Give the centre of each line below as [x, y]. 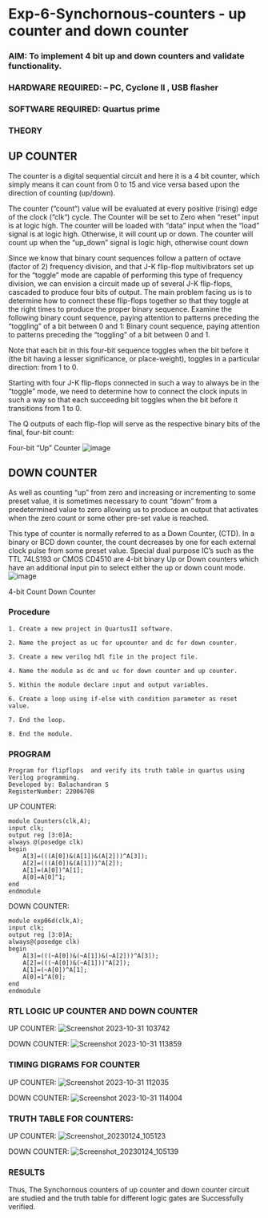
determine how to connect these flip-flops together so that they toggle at [129, 300]
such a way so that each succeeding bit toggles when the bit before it [123, 399]
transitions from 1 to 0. [45, 408]
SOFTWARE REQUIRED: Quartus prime [84, 109]
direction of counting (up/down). [62, 192]
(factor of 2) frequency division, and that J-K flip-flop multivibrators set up [131, 266]
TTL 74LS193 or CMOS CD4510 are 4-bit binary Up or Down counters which [134, 559]
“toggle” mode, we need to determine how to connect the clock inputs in [128, 391]
